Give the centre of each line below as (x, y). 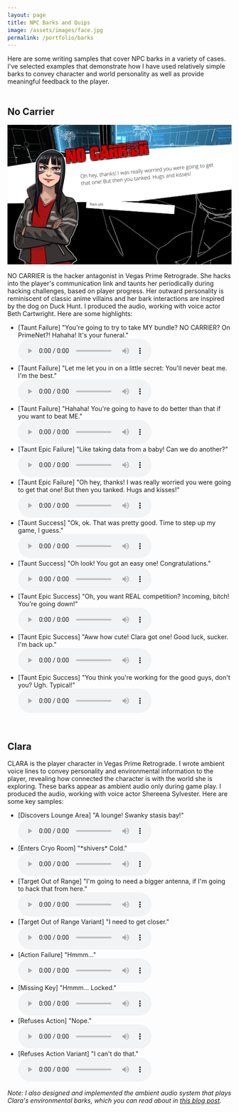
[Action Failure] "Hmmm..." (57, 955)
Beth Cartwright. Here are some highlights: (70, 313)
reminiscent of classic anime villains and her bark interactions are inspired (116, 298)
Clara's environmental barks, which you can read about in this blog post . (115, 1101)
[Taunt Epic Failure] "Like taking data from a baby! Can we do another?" (123, 449)
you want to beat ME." (50, 416)
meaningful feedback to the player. (59, 81)
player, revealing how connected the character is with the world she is (110, 779)
